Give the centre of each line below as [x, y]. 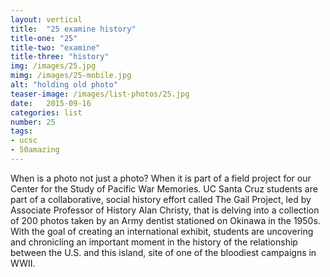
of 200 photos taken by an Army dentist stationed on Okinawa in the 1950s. [165, 220]
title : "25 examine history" [73, 29]
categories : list [46, 112]
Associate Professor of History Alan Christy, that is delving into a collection [165, 210]
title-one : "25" [44, 38]
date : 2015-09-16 [51, 103]
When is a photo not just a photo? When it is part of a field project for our [161, 178]
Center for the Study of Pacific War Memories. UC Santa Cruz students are [164, 188]
